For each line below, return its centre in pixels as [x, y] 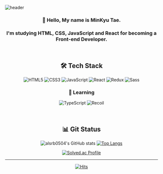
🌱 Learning [81, 92]
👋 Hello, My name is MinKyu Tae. [81, 20]
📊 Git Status [81, 129]
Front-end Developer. [81, 39]
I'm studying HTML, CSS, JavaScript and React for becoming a [81, 33]
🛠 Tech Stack [81, 66]
